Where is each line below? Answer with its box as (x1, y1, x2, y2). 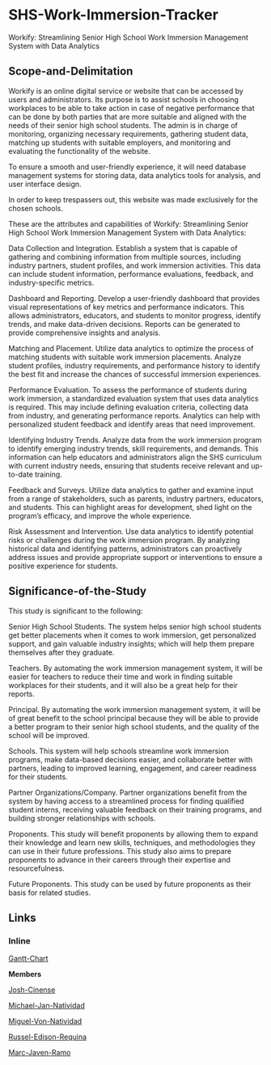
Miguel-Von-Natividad (8, 1016, 83, 1026)
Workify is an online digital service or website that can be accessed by (8, 86, 244, 95)
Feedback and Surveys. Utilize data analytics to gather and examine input (8, 485, 253, 494)
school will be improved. (8, 730, 90, 740)
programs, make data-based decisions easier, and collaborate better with (8, 754, 253, 764)
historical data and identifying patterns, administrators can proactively (8, 544, 243, 554)
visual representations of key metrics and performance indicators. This (8, 302, 245, 312)
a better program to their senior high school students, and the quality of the (8, 722, 260, 732)
